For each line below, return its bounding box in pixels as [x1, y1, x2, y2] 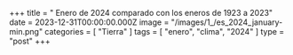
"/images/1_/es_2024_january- [170, 17, 283, 27]
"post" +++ [9, 35, 51, 46]
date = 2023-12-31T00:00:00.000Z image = [9, 17, 170, 27]
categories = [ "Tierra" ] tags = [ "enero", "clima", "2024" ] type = [44, 27, 285, 36]
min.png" [9, 27, 43, 36]
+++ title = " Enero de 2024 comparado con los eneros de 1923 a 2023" [9, 8, 273, 18]
